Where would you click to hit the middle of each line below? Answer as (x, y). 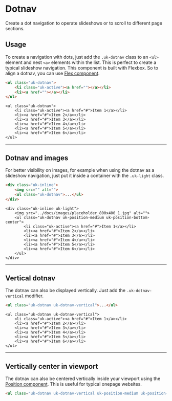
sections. (15, 28)
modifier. (34, 296)
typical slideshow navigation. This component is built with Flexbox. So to (82, 68)
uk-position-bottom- (128, 217)
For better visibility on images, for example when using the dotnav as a (80, 170)
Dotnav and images (37, 158)
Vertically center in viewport (52, 366)
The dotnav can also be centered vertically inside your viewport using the (83, 378)
